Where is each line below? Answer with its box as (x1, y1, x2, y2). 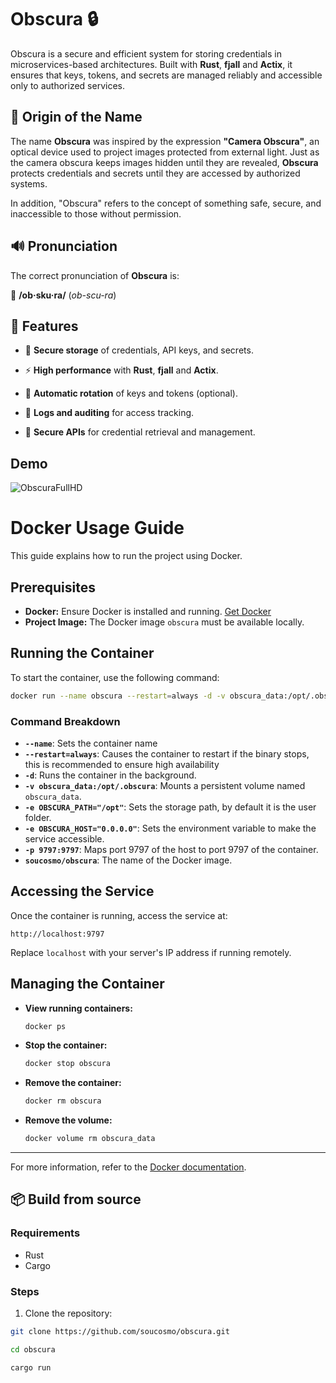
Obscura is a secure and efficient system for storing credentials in (10, 47, 282, 60)
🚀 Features (10, 317, 79, 335)
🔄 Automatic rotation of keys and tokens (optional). (24, 387, 239, 400)
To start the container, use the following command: (10, 671, 220, 683)
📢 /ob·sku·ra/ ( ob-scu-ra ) (10, 289, 117, 301)
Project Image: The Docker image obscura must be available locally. (24, 616, 305, 628)
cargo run (10, 1362, 52, 1373)
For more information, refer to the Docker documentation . (10, 1161, 247, 1173)
